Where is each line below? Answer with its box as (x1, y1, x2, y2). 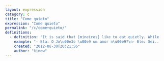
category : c (5, 12, 29, 17)
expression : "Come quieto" (5, 21, 60, 26)
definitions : (5, 30, 32, 35)
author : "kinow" (14, 48, 48, 53)
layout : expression (5, 7, 45, 12)
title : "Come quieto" (5, 16, 50, 21)
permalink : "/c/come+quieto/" (5, 26, 67, 30)
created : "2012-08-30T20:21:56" (14, 44, 80, 49)
